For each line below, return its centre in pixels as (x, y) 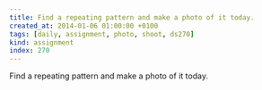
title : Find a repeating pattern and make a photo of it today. (132, 17)
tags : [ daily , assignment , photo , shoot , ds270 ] (102, 34)
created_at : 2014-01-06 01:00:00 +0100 (84, 26)
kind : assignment (42, 42)
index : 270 (30, 51)
